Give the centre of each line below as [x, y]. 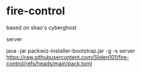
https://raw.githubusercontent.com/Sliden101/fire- [68, 57]
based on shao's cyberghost [41, 28]
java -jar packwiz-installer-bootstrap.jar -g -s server [71, 51]
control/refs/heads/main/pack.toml [49, 63]
